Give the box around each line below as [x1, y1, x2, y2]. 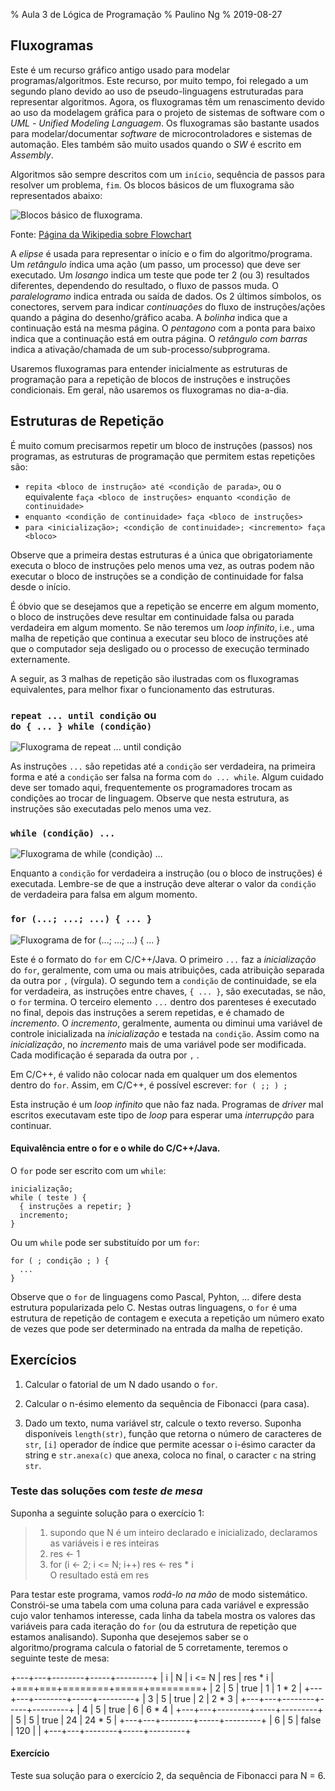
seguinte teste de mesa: [10, 1652, 110, 1664]
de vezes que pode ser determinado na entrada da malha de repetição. [10, 1322, 303, 1334]
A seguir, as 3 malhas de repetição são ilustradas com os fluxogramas [10, 672, 300, 684]
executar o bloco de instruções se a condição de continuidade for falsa [10, 570, 304, 582]
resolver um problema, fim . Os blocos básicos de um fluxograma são [10, 179, 295, 191]
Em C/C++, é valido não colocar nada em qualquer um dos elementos [10, 1068, 298, 1080]
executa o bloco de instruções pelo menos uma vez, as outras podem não [10, 559, 315, 571]
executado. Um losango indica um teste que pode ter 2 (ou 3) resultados [10, 269, 310, 281]
